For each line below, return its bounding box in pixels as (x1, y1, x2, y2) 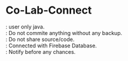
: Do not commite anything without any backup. (5, 29, 123, 36)
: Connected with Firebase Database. (5, 42, 97, 49)
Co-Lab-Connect (5, 4, 92, 17)
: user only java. (5, 23, 45, 30)
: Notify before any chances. (5, 48, 76, 55)
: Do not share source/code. (5, 36, 75, 43)
